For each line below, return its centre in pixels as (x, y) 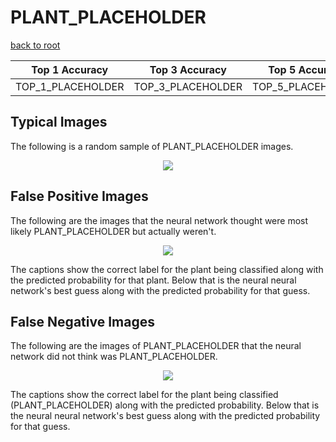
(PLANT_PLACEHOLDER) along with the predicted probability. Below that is (165, 405)
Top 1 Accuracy (70, 69)
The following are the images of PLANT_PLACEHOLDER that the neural (156, 346)
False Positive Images (79, 196)
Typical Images (59, 122)
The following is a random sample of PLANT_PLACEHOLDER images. (152, 146)
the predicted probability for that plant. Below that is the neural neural (153, 280)
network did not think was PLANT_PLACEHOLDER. (114, 357)
